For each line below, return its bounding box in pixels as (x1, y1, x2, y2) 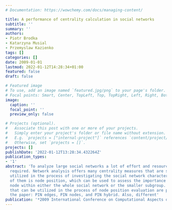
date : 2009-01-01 (5, 59, 42, 65)
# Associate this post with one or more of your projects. (5, 126, 139, 131)
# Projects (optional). (5, 121, 56, 126)
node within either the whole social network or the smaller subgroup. (10, 183, 166, 188)
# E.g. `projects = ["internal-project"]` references (5, 135, 127, 140)
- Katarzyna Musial (5, 40, 47, 46)
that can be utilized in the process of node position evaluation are (10, 187, 164, 193)
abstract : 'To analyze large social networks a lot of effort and (5, 164, 150, 169)
